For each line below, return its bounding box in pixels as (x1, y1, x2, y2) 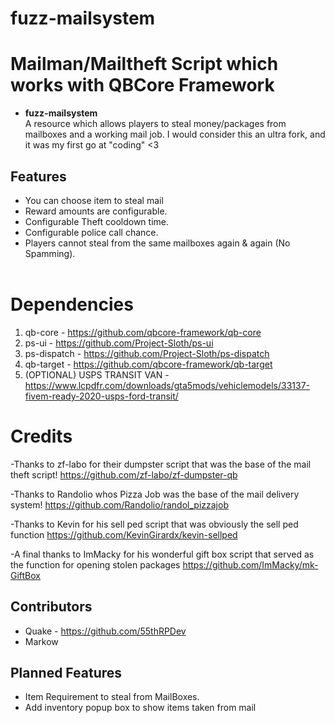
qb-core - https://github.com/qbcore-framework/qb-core (24, 326, 262, 338)
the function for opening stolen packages (10, 558, 181, 571)
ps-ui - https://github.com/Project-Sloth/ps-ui (24, 337, 214, 349)
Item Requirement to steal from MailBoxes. (24, 691, 200, 703)
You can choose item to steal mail (24, 194, 164, 206)
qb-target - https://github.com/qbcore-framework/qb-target (24, 358, 273, 370)
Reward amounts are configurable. (24, 205, 168, 217)
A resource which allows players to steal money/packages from (24, 118, 287, 130)
